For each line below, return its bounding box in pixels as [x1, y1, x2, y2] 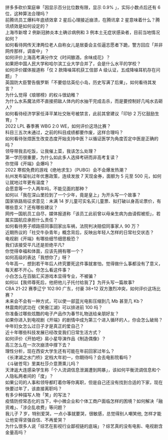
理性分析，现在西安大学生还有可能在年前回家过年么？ [5, 348, 115, 354]
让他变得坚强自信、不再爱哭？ [5, 417, 66, 422]
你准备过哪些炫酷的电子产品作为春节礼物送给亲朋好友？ [5, 310, 119, 316]
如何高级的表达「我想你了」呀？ [5, 254, 71, 260]
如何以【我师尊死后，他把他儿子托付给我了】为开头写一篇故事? [5, 279, 135, 285]
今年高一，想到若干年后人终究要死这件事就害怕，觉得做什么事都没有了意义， [5, 260, 163, 266]
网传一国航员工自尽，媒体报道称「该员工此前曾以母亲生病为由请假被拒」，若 [5, 210, 161, 216]
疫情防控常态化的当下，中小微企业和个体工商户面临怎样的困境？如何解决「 [5, 398, 158, 404]
